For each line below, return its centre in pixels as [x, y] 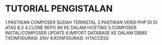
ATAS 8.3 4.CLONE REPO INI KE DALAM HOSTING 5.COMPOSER [71, 27]
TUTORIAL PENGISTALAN [59, 9]
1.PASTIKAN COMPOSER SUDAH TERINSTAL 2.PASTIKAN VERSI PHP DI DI [81, 22]
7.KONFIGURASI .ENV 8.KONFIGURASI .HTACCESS [57, 38]
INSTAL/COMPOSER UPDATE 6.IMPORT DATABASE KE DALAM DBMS [76, 33]
